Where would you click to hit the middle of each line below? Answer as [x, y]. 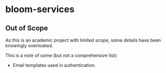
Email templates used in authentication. [54, 65]
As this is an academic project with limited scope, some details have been [83, 40]
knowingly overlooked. [29, 46]
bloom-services [40, 9]
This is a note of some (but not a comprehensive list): [61, 55]
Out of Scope [27, 28]
